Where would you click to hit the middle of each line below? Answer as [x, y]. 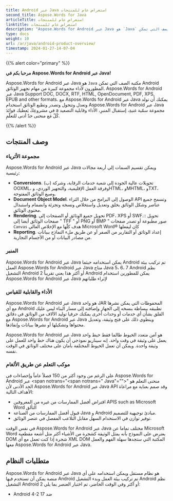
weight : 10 [17, 39]
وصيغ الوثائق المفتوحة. [35, 194]
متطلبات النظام [27, 461]
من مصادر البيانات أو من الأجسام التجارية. [52, 237]
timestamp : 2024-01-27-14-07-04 [40, 48]
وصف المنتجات [27, 142]
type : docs [17, 34]
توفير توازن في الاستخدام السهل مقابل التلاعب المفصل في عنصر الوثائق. [82, 418]
